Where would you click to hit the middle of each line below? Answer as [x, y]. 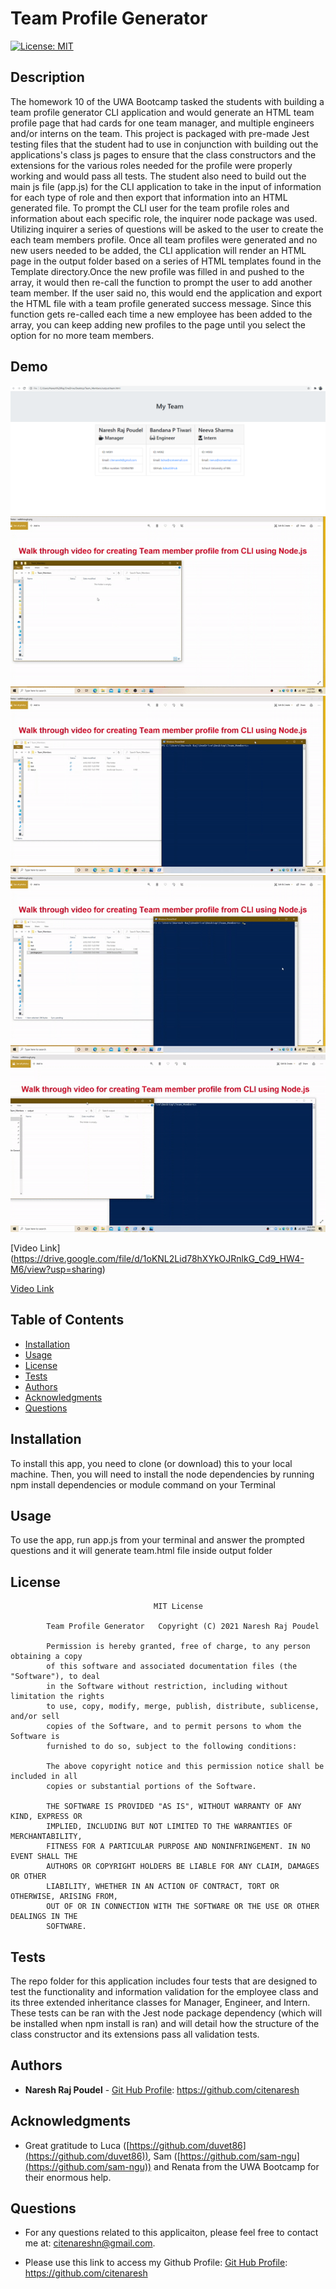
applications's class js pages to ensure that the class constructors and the [163, 154]
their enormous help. [68, 2177]
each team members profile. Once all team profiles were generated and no [164, 239]
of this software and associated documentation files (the [172, 1667]
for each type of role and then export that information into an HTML [149, 197]
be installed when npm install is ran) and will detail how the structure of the [165, 2023]
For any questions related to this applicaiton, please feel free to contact [171, 2233]
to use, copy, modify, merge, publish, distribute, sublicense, [183, 1707]
